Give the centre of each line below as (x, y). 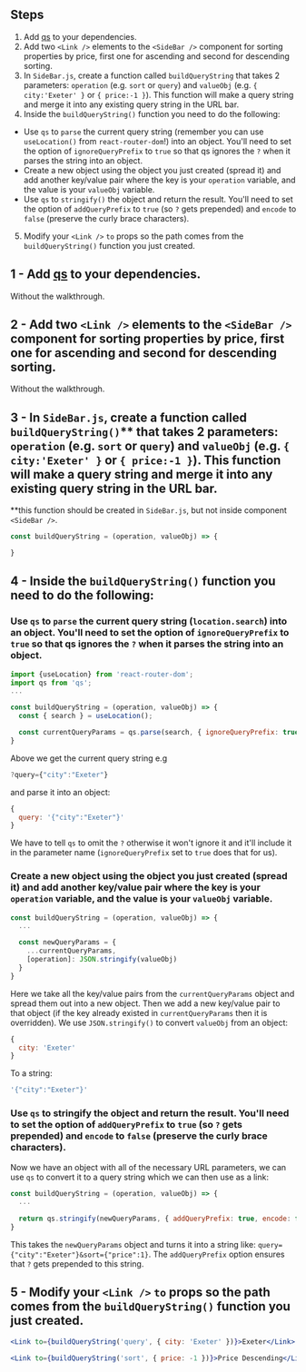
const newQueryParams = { (68, 943)
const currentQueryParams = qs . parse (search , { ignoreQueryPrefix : (149, 733)
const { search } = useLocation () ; (86, 716)
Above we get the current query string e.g (89, 758)
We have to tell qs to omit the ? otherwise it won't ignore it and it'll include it (151, 843)
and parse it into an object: (60, 792)
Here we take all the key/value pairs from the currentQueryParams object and (153, 993)
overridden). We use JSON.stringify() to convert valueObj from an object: (149, 1022)
